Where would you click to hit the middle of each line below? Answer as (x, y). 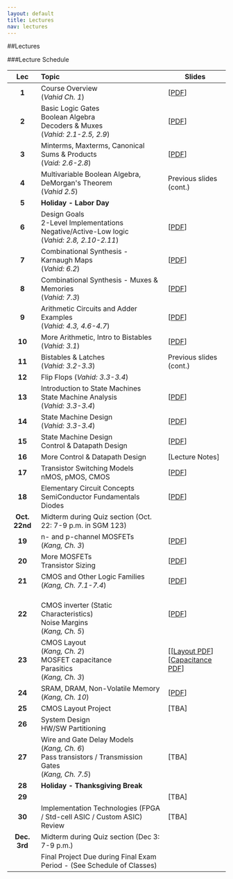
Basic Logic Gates (70, 108)
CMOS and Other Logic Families (93, 577)
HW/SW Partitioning (73, 728)
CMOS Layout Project (76, 708)
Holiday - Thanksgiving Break (92, 786)
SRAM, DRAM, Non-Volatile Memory (100, 689)
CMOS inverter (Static (76, 606)
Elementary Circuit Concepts (88, 488)
